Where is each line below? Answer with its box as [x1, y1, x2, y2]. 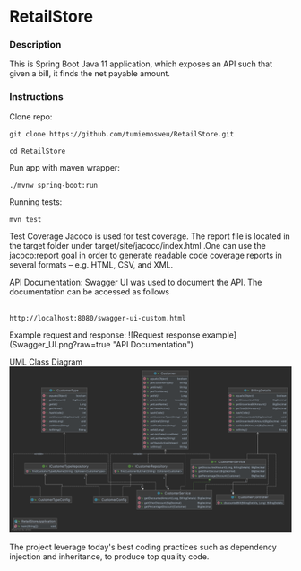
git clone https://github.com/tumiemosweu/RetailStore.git [9, 129, 235, 138]
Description [9, 39, 62, 51]
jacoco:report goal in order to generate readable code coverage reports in [9, 250, 282, 260]
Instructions [9, 91, 64, 103]
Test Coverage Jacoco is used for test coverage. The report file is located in [9, 231, 291, 242]
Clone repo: [9, 110, 53, 122]
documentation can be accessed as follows [9, 285, 170, 297]
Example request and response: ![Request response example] [9, 329, 237, 340]
